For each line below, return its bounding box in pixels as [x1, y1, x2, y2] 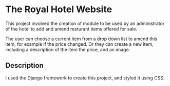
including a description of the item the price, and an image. [5, 46, 130, 52]
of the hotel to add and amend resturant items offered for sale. [5, 25, 138, 32]
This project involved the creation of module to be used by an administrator [5, 20, 165, 26]
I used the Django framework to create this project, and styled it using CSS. [5, 75, 165, 81]
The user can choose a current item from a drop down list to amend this [5, 36, 158, 42]
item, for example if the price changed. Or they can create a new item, [5, 41, 154, 47]
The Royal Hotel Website [5, 4, 112, 15]
